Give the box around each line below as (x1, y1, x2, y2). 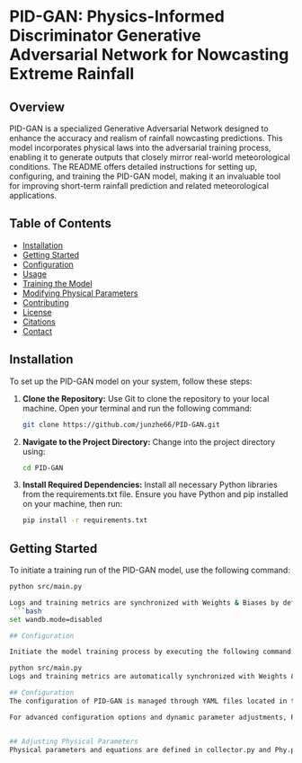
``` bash (13, 607, 42, 616)
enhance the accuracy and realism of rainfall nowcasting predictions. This (9, 133, 283, 143)
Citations (22, 316, 56, 327)
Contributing (22, 297, 69, 307)
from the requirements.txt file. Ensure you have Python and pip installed (22, 489, 289, 500)
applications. (9, 191, 57, 200)
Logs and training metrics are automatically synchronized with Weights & (9, 672, 296, 681)
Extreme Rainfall (9, 64, 135, 84)
